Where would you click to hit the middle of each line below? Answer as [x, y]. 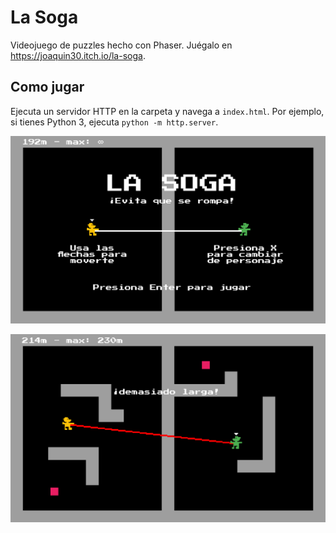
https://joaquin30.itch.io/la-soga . [78, 55]
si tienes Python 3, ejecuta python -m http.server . [114, 122]
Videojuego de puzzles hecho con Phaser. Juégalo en [121, 45]
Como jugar [47, 87]
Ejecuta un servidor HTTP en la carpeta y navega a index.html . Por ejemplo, [167, 111]
